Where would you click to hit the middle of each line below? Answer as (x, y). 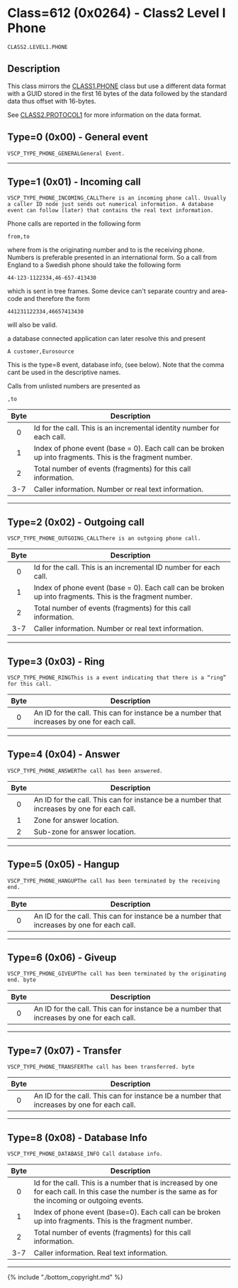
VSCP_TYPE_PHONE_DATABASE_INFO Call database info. (85, 1154)
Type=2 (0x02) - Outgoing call (76, 522)
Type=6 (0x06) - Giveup (62, 957)
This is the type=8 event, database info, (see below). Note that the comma (116, 365)
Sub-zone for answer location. (85, 831)
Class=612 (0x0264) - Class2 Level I (117, 13)
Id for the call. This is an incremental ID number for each (127, 567)
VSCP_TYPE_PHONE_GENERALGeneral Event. (66, 153)
